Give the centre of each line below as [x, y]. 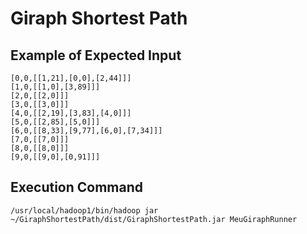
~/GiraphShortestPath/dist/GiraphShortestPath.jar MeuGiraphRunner [154, 219]
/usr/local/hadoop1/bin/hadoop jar [84, 210]
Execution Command [77, 187]
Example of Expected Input [96, 55]
